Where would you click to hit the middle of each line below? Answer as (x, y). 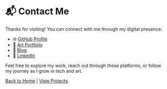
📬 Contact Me (37, 12)
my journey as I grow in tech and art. (44, 71)
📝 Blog (20, 50)
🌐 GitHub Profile (30, 39)
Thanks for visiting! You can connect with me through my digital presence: (84, 29)
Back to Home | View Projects (37, 81)
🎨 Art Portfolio (27, 44)
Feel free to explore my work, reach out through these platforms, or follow (83, 65)
